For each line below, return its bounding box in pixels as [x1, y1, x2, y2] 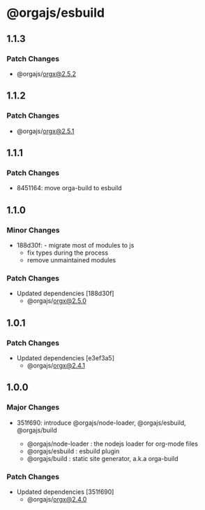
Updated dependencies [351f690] [16, 488, 114, 496]
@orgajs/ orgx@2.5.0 [26, 297, 86, 305]
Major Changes [6, 402, 60, 412]
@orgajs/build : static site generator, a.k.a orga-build [26, 454, 179, 462]
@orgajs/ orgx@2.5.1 [16, 127, 75, 135]
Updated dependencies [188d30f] [16, 289, 114, 298]
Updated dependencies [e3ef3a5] [16, 353, 114, 362]
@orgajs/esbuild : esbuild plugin [26, 446, 120, 455]
